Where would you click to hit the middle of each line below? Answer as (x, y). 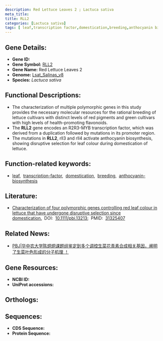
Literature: (21, 196)
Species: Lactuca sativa (37, 80)
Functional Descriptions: (43, 95)
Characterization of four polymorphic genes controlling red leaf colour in (85, 208)
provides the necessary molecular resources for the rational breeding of (84, 112)
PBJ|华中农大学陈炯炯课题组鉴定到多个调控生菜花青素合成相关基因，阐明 (85, 246)
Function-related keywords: (48, 164)
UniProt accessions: (33, 284)
